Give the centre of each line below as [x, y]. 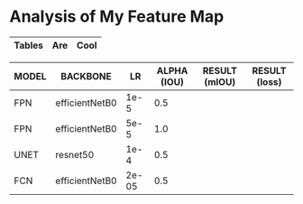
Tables [28, 45]
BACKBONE [87, 76]
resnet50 [75, 154]
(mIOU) [220, 81]
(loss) [269, 81]
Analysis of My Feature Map [117, 17]
